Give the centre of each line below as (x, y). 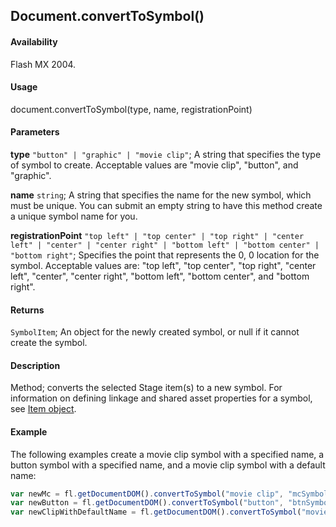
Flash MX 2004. (43, 64)
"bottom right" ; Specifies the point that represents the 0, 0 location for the (165, 255)
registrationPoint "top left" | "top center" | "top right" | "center (157, 235)
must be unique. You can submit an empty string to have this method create (166, 205)
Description (35, 365)
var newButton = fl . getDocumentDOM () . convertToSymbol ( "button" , (147, 503)
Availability (34, 41)
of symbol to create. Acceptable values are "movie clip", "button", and (154, 165)
